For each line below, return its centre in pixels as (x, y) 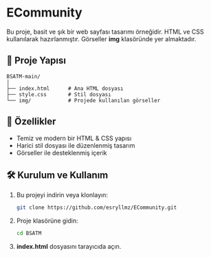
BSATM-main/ (23, 76)
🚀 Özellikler (31, 122)
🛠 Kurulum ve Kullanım (57, 175)
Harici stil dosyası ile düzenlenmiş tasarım (76, 145)
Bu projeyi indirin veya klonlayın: (62, 195)
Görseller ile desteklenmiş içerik (62, 153)
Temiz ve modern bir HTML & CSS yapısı (74, 138)
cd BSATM (29, 234)
